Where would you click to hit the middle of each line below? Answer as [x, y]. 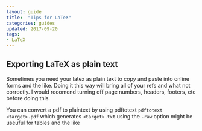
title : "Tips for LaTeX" [39, 18]
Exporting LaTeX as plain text [62, 64]
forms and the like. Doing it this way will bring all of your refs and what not [98, 85]
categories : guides [31, 23]
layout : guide [24, 12]
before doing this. [28, 98]
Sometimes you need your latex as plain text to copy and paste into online [98, 78]
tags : [13, 34]
